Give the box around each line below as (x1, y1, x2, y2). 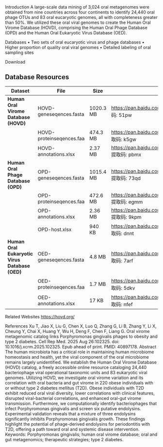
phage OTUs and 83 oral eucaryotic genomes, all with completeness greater (5, 15, 158, 20)
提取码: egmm (111, 199, 143, 205)
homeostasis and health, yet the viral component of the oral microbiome (5, 354, 149, 360)
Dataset (11, 87, 30, 94)
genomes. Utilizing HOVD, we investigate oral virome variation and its (5, 375, 144, 381)
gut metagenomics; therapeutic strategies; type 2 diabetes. (5, 436, 124, 442)
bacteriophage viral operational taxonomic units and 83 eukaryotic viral (5, 369, 147, 375)
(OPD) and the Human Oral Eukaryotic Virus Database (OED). (5, 30, 127, 35)
